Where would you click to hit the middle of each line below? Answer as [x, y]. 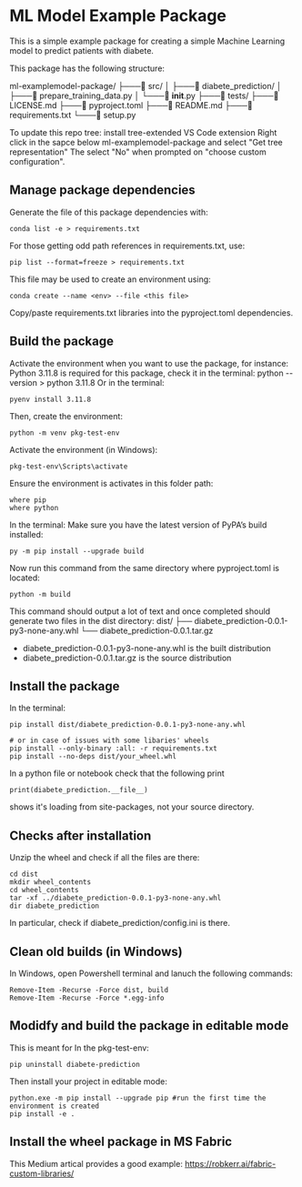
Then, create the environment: [66, 416]
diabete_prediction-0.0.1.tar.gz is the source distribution [127, 658]
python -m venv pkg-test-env [65, 433]
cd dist [24, 874]
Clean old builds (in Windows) [96, 951]
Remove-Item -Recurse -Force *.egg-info [87, 998]
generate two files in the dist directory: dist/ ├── [101, 620]
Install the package [65, 686]
